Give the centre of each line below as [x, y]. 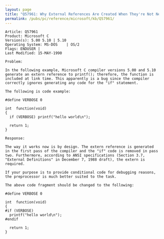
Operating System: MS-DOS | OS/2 [42, 45]
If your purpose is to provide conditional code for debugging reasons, [81, 173]
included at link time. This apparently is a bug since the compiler [77, 79]
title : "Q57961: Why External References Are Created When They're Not [79, 14]
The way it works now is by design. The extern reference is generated [79, 147]
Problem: [14, 62]
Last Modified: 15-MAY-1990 [34, 53]
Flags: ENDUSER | [23, 49]
